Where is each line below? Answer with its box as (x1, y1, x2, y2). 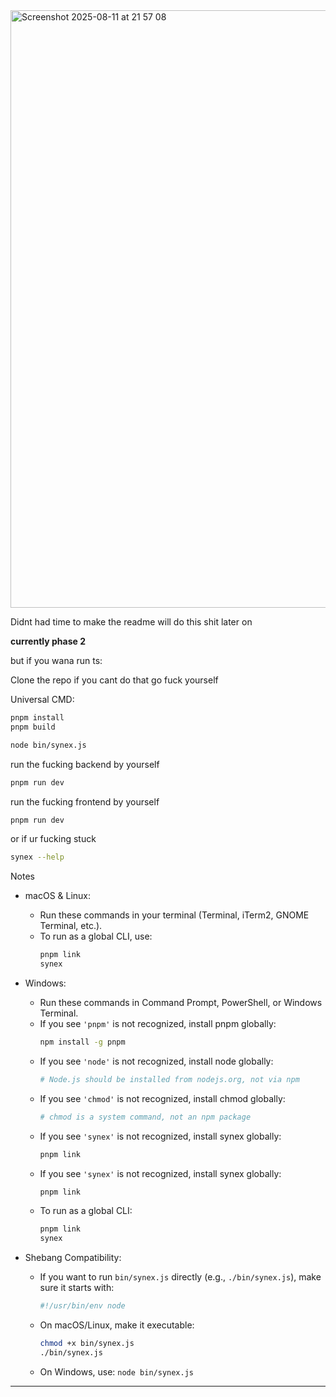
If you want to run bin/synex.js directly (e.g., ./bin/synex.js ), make (39, 1271, 322, 1283)
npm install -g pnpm (39, 1037, 126, 1047)
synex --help (10, 852, 65, 863)
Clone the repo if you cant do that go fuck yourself (10, 674, 219, 686)
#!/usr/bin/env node (39, 1301, 126, 1311)
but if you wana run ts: (10, 655, 103, 666)
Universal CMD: (10, 694, 75, 705)
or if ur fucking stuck (10, 833, 97, 845)
